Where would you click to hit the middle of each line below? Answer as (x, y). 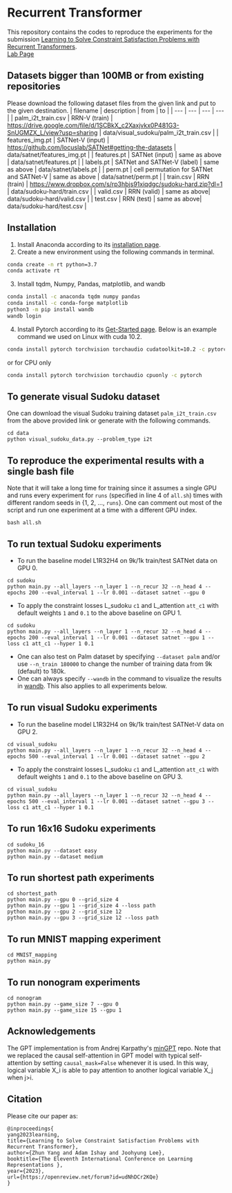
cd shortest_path (32, 894)
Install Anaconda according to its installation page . (89, 244)
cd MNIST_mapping (32, 955)
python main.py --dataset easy (52, 851)
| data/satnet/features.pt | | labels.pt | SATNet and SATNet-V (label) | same (113, 162)
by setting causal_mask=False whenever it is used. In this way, (121, 1062)
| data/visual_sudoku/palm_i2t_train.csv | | (159, 132)
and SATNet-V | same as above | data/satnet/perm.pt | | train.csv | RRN (108, 176)
